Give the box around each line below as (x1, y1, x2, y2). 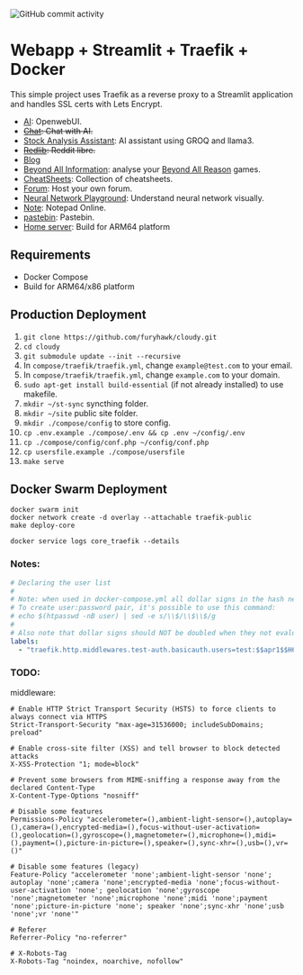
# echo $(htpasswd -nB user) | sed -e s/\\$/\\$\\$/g (10, 612, 217, 621)
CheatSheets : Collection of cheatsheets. (22, 173, 174, 184)
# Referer (10, 925, 48, 934)
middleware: (10, 687, 57, 697)
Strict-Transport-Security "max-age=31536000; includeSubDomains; (10, 720, 264, 729)
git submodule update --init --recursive (22, 351, 181, 360)
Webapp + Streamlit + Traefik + (10, 41, 249, 60)
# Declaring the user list (10, 578, 111, 588)
